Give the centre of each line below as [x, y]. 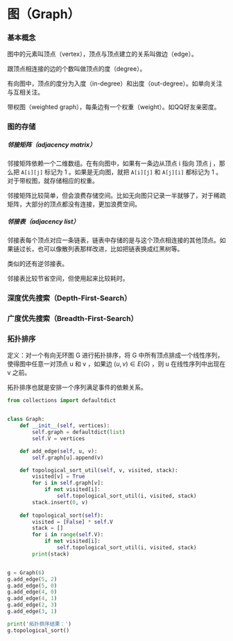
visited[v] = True [59, 476]
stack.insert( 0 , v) [60, 502]
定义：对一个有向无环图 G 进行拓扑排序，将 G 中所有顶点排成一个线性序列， [115, 356]
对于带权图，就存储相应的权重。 [53, 181]
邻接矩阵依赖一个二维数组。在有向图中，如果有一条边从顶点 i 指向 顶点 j [109, 163]
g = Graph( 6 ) [26, 573]
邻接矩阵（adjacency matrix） [51, 144]
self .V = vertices [59, 438]
